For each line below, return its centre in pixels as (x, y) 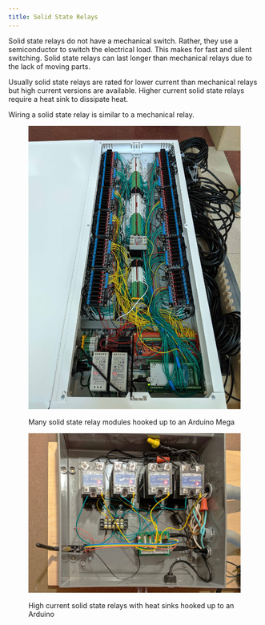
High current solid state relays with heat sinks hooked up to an (131, 605)
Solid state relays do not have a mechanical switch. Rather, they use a (123, 41)
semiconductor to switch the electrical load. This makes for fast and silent (130, 49)
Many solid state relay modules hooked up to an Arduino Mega (131, 422)
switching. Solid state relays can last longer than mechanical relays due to (130, 58)
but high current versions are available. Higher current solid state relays (126, 90)
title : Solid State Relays (53, 17)
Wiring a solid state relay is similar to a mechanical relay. (101, 114)
